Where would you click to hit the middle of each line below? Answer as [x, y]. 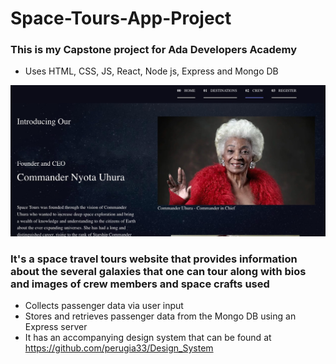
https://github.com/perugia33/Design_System [119, 348]
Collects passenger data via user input [104, 306]
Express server [56, 327]
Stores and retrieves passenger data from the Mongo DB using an [160, 316]
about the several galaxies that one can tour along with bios [158, 272]
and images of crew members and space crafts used [140, 284]
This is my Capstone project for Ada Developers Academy [154, 50]
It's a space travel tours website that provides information [154, 259]
